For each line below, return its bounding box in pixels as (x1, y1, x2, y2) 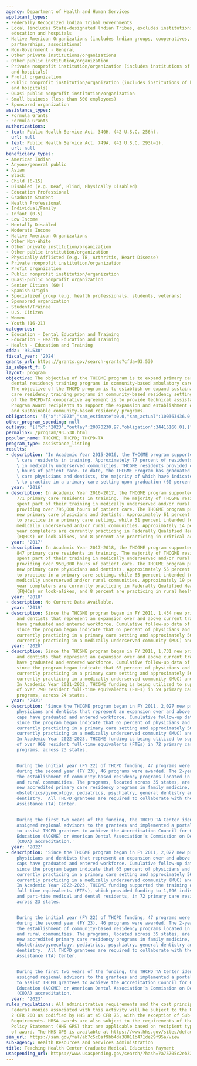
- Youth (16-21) (6, 320, 46, 327)
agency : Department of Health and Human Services (6, 8, 130, 15)
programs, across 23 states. (16, 747, 88, 753)
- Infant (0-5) (6, 211, 43, 217)
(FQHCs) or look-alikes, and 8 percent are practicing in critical (16, 534, 185, 539)
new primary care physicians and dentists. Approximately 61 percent (16, 512, 191, 518)
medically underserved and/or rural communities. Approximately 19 (16, 577, 185, 583)
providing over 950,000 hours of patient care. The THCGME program (16, 561, 185, 567)
